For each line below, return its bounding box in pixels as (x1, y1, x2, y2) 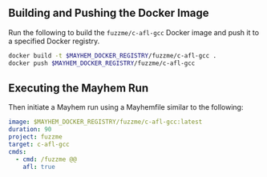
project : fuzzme (8, 133, 63, 141)
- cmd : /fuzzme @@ (15, 155, 78, 163)
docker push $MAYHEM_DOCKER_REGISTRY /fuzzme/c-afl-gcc (8, 59, 196, 67)
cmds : (8, 147, 26, 155)
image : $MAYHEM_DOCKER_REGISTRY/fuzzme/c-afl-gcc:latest (8, 118, 203, 127)
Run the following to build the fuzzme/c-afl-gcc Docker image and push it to (8, 27, 259, 37)
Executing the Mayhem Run (8, 81, 149, 95)
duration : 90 (8, 126, 52, 134)
